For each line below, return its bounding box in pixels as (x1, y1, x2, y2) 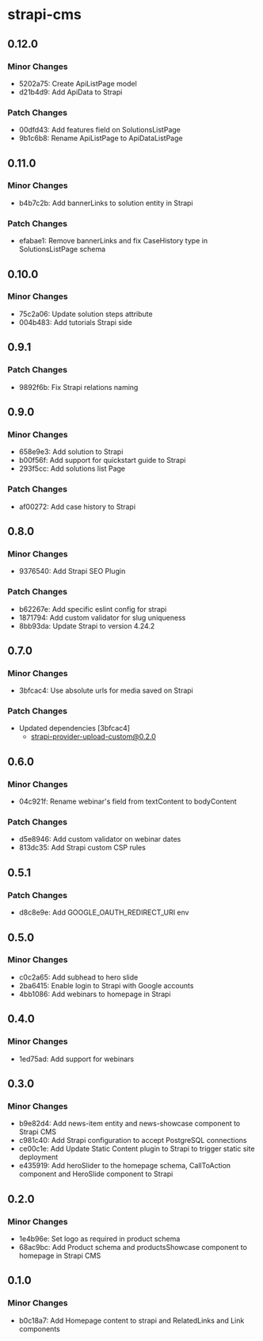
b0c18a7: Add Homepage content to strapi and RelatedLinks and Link (18, 1316, 245, 1325)
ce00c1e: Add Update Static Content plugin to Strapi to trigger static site (18, 1144, 255, 1154)
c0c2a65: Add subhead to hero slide (18, 972, 139, 982)
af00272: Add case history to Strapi (18, 502, 136, 511)
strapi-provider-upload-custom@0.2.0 (30, 732, 156, 742)
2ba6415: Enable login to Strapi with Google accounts (18, 980, 194, 990)
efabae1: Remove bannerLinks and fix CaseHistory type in (18, 236, 208, 246)
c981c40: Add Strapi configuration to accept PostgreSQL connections (18, 1136, 247, 1145)
